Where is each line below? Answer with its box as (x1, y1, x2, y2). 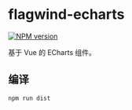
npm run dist (8, 94, 51, 102)
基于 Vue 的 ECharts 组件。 (8, 47, 96, 57)
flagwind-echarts (8, 5, 125, 24)
